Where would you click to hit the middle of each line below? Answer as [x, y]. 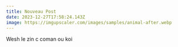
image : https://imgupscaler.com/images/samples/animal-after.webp [89, 22]
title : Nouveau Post [31, 11]
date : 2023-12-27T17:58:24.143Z [46, 17]
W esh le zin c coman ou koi [39, 39]
